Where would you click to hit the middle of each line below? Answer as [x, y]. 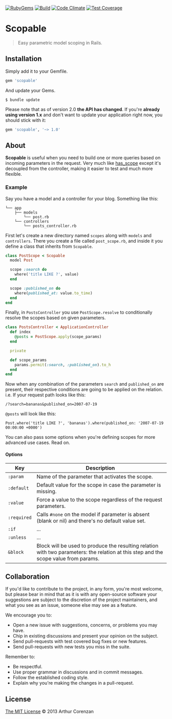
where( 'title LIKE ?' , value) [47, 274]
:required [20, 517]
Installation [24, 59]
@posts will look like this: [31, 414]
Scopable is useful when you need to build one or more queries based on [83, 158]
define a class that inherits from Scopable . [49, 246]
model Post [21, 260]
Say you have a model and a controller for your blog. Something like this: [82, 198]
